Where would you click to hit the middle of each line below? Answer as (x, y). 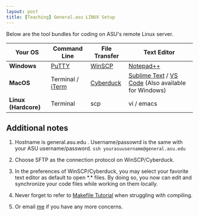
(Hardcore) (25, 107)
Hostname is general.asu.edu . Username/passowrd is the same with (99, 142)
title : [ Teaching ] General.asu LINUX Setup (61, 17)
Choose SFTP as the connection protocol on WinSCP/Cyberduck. (94, 160)
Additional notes (37, 128)
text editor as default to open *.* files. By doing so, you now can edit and (103, 178)
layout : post (22, 12)
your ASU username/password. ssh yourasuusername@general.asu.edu (100, 149)
